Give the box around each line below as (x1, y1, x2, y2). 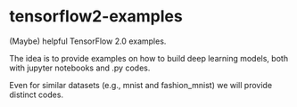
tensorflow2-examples (9, 6, 183, 27)
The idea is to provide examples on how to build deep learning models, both (9, 53, 288, 63)
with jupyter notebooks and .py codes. (9, 62, 151, 73)
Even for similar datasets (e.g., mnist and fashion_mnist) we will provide (9, 79, 273, 90)
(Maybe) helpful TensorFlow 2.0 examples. (9, 36, 167, 46)
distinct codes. (9, 89, 64, 100)
